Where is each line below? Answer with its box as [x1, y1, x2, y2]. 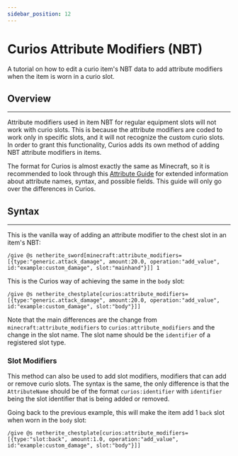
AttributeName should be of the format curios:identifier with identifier [7, 387, 222, 396]
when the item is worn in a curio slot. [7, 72, 115, 80]
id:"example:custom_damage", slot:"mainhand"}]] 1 [7, 264, 160, 272]
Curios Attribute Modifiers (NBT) [7, 40, 203, 57]
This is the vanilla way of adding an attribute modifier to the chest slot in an [7, 231, 227, 239]
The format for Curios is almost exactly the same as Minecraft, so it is [7, 162, 210, 170]
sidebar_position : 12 [7, 10, 72, 18]
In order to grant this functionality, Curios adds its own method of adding [7, 141, 220, 149]
